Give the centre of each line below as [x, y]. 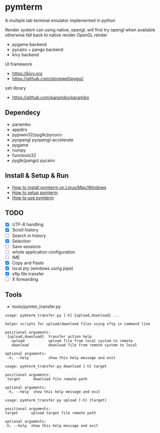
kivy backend [25, 54]
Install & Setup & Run [37, 176]
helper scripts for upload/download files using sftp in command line [78, 324]
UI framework [19, 64]
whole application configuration [44, 252]
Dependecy [23, 113]
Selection [22, 241]
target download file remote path [47, 379]
